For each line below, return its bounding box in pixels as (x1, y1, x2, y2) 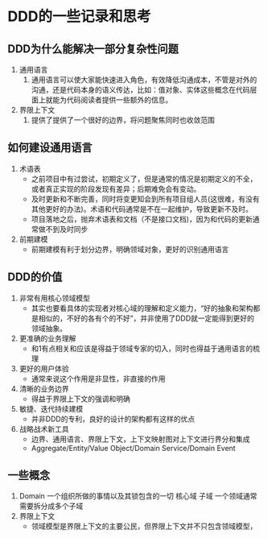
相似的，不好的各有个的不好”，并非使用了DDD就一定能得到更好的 (38, 313, 255, 323)
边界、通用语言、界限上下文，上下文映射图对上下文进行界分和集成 (31, 434, 250, 444)
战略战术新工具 (19, 424, 69, 433)
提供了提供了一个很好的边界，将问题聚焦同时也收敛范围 (31, 115, 215, 125)
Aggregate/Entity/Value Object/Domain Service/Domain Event (31, 443, 236, 453)
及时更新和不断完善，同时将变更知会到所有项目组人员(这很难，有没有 (31, 194, 260, 204)
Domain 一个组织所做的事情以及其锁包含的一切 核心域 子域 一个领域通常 (19, 491, 258, 501)
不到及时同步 (45, 224, 89, 234)
